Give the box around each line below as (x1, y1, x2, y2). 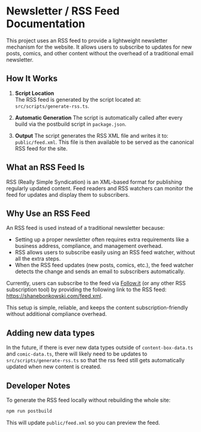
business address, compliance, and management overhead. (14, 242, 163, 250)
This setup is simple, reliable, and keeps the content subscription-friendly (6, 304, 188, 311)
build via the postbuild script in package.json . (14, 120, 127, 128)
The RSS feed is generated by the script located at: (14, 96, 142, 103)
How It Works (6, 73, 58, 84)
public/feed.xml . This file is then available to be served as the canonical (14, 138, 194, 146)
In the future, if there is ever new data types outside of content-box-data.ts (6, 344, 194, 351)
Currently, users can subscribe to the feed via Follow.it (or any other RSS (6, 280, 186, 287)
